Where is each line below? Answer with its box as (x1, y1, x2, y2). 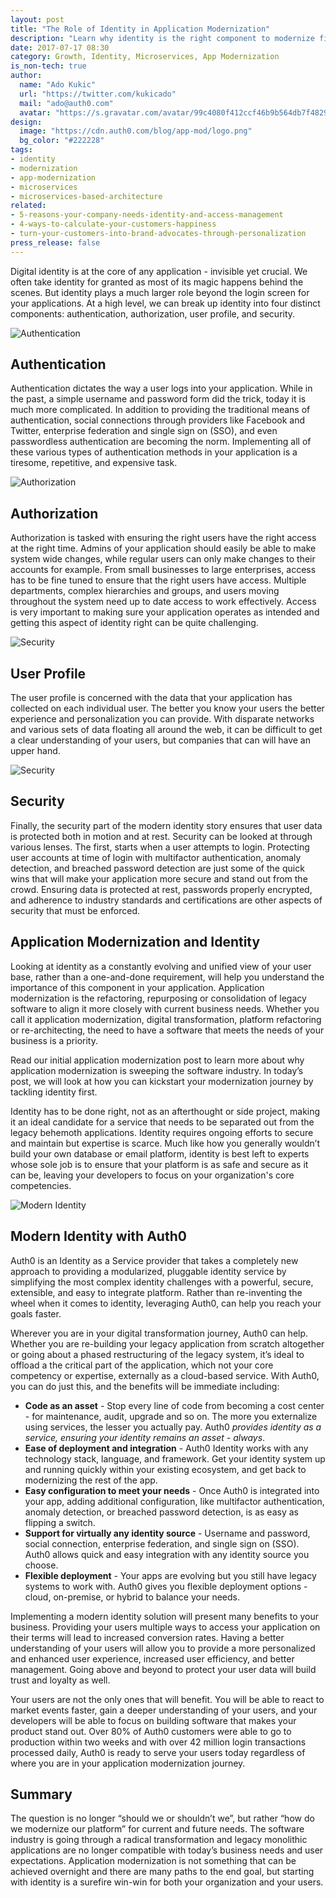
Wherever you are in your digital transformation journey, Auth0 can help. (10, 1327, 309, 1339)
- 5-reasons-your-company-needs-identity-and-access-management (10, 210, 284, 220)
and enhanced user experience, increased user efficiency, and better (10, 1652, 295, 1665)
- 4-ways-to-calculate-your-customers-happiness (10, 219, 217, 230)
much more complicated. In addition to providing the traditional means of (10, 404, 311, 416)
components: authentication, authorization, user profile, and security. (10, 307, 296, 320)
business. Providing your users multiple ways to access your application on (10, 1621, 321, 1633)
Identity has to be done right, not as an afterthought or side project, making (10, 1105, 321, 1117)
